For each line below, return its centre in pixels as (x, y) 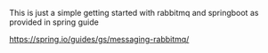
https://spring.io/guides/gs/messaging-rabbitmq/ (99, 39)
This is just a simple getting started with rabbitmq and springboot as (134, 13)
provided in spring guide (54, 22)
